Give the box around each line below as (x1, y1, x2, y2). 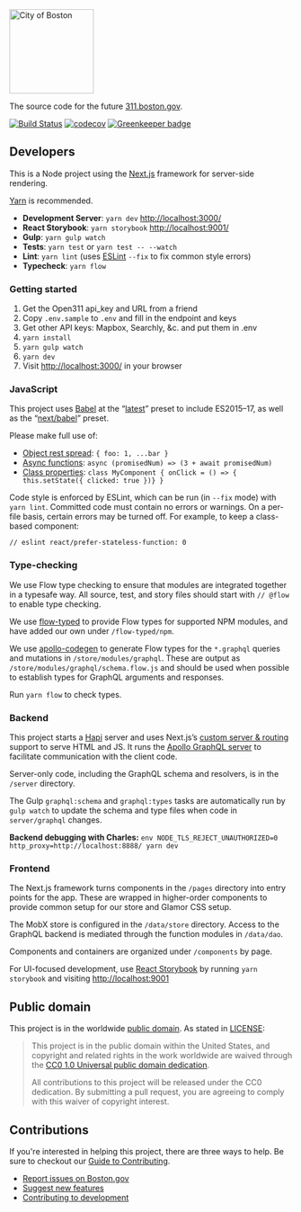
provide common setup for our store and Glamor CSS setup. (9, 902, 232, 913)
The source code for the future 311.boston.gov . (9, 101, 183, 111)
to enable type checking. (9, 598, 102, 610)
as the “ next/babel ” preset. (9, 413, 110, 423)
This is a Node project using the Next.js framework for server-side (9, 168, 254, 179)
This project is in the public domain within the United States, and (31, 1040, 270, 1051)
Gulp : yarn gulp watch (22, 231, 106, 242)
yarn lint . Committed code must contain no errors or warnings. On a (9, 502, 267, 512)
